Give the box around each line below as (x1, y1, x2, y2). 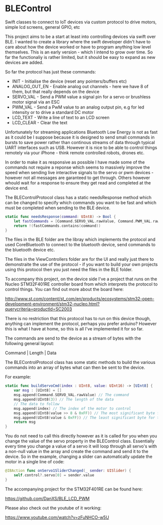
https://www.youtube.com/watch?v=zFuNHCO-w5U (5, 514, 109, 520)
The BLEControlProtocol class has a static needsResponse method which (5, 194, 152, 200)
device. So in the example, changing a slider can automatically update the (5, 453, 153, 460)
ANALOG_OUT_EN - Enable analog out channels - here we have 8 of (12, 83, 149, 89)
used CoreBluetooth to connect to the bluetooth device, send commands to (5, 242, 156, 248)
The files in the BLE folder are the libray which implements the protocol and (5, 236, 156, 242)
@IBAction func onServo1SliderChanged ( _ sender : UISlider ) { (5, 468, 131, 473)
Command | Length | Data (5, 350, 57, 356)
